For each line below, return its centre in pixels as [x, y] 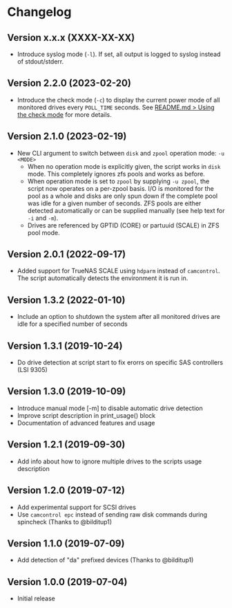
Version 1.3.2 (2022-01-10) [66, 300]
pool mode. [43, 232]
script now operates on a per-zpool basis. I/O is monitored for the [120, 188]
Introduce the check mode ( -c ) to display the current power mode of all [118, 100]
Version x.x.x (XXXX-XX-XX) [71, 38]
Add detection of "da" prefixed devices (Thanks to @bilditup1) [105, 560]
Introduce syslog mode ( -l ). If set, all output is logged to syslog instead [119, 54]
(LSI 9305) [32, 370]
